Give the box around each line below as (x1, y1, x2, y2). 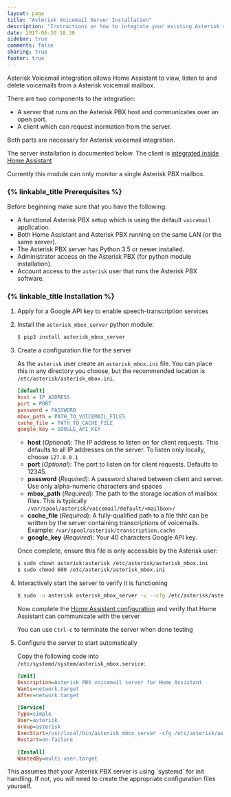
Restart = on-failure (16, 736, 74, 743)
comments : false (7, 42, 54, 49)
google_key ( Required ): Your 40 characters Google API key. (27, 533, 197, 542)
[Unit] (16, 672, 36, 679)
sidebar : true (7, 36, 48, 43)
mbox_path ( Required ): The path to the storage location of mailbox (27, 489, 218, 498)
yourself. (7, 782, 32, 790)
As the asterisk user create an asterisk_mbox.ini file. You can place (16, 359, 212, 368)
